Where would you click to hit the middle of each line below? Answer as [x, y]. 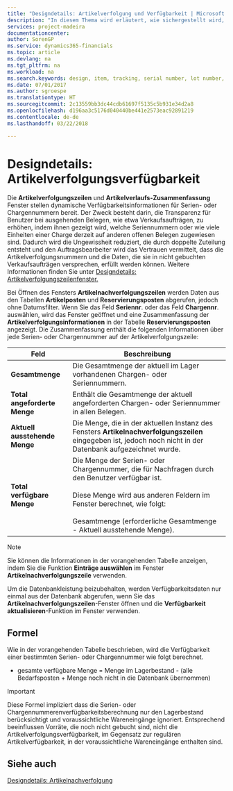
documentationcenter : [38, 33]
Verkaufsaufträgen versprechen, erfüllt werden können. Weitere [98, 264]
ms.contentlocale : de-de [43, 117]
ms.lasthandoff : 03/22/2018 [48, 123]
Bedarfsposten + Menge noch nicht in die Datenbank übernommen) [114, 678]
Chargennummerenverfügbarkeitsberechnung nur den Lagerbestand [105, 712]
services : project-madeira [46, 26]
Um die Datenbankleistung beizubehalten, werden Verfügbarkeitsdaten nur [114, 589]
